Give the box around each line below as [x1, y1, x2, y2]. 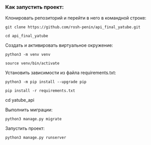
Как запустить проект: [5, 4, 64, 11]
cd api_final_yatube [5, 34, 49, 39]
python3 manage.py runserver [5, 135, 66, 140]
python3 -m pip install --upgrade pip [5, 80, 87, 85]
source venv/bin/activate [5, 61, 59, 66]
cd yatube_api [5, 97, 34, 103]
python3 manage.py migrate [5, 117, 62, 122]
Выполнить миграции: [5, 107, 53, 113]
